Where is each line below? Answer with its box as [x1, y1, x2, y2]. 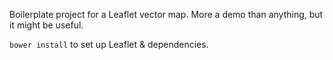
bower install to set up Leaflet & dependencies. [9, 39, 209, 50]
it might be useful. [9, 19, 84, 31]
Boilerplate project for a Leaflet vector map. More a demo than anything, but [9, 9, 324, 20]
